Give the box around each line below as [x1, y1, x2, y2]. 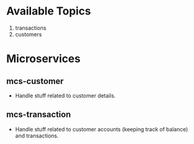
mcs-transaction [6, 110, 71, 120]
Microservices [6, 52, 81, 66]
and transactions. [15, 132, 59, 139]
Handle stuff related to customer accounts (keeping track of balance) [15, 125, 189, 133]
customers [15, 30, 42, 38]
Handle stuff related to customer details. [15, 92, 116, 99]
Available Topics [6, 4, 91, 18]
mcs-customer [6, 76, 64, 86]
